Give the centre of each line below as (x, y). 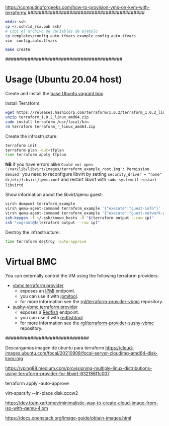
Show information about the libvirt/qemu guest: (54, 195)
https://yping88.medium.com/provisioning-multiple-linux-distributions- (79, 368)
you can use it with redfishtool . (52, 317)
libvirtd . (15, 185)
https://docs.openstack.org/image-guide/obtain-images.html (68, 418)
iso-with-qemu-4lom (27, 408)
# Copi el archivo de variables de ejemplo (52, 31)
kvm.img (14, 358)
